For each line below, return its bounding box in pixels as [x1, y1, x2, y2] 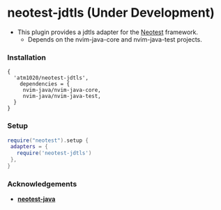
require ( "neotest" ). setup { [7, 137, 89, 144]
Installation [7, 52, 47, 62]
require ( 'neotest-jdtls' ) [16, 150, 92, 157]
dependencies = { [20, 81, 70, 88]
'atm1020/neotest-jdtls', [13, 74, 89, 81]
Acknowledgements [7, 179, 77, 188]
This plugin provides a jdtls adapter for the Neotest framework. [17, 28, 199, 36]
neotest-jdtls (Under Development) [7, 5, 215, 21]
